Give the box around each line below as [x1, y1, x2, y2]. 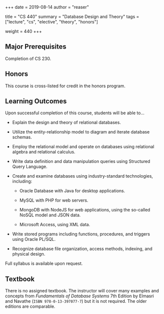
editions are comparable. [5, 304, 55, 310]
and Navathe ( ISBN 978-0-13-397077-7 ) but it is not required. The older [5, 298, 147, 304]
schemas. [12, 134, 32, 140]
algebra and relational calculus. [12, 149, 76, 155]
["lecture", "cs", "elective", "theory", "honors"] [5, 19, 98, 25]
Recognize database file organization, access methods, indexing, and [12, 246, 153, 252]
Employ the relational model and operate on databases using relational [12, 144, 154, 150]
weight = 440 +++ [5, 28, 42, 34]
